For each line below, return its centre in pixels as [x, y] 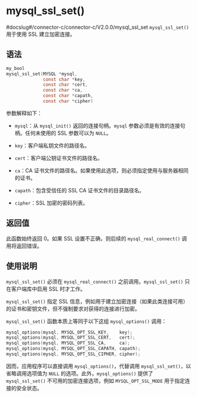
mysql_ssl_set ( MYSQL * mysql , [42, 74]
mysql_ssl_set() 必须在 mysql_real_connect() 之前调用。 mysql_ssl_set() [95, 281]
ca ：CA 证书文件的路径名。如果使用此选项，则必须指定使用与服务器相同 [101, 170]
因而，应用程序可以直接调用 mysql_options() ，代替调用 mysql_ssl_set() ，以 [98, 366]
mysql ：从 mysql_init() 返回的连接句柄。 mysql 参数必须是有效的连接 [97, 125]
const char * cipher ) [68, 101]
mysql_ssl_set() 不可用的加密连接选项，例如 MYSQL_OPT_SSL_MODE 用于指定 [96, 381]
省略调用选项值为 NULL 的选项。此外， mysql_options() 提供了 [80, 373]
